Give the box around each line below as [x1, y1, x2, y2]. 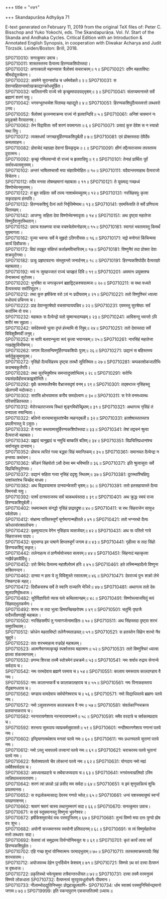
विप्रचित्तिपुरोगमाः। [5, 466, 32, 472]
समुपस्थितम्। [5, 623, 26, 629]
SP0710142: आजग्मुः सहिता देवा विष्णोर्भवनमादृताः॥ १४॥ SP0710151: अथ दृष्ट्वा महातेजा [5, 213, 151, 218]
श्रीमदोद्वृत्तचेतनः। [5, 72, 31, 78]
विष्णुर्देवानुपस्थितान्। [5, 218, 37, 224]
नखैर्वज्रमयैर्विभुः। [5, 556, 31, 562]
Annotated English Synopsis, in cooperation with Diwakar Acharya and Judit [5, 40, 162, 46]
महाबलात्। [5, 263, 22, 269]
